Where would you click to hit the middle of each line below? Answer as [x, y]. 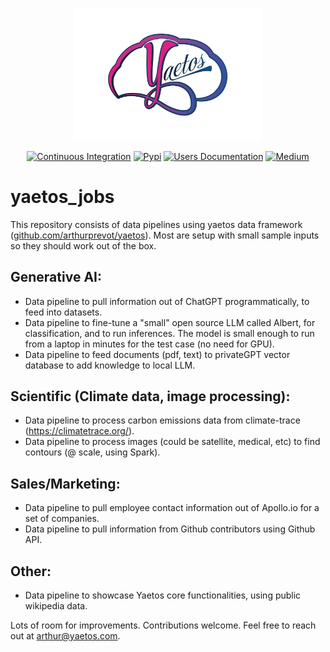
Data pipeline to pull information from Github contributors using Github [170, 529]
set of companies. [62, 519]
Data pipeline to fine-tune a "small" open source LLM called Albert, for [170, 322]
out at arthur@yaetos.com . [65, 636]
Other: [31, 571]
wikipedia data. [56, 606]
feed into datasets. [63, 312]
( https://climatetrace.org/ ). [79, 431]
